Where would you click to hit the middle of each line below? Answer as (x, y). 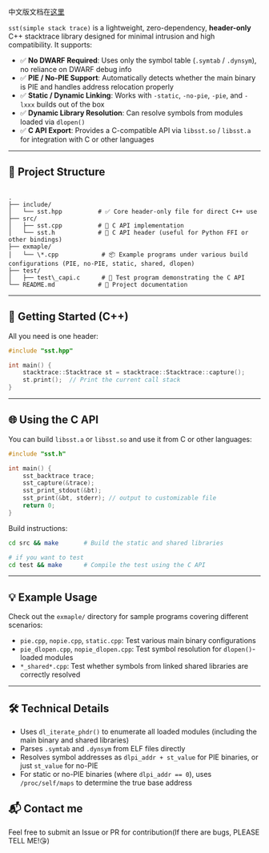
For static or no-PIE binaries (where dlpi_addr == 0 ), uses (116, 775)
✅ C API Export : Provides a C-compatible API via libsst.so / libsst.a (135, 130)
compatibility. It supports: (50, 45)
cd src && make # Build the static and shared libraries (116, 543)
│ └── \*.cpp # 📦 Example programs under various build (128, 255)
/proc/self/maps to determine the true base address (106, 783)
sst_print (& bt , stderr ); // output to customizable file (120, 498)
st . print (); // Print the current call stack (102, 380)
